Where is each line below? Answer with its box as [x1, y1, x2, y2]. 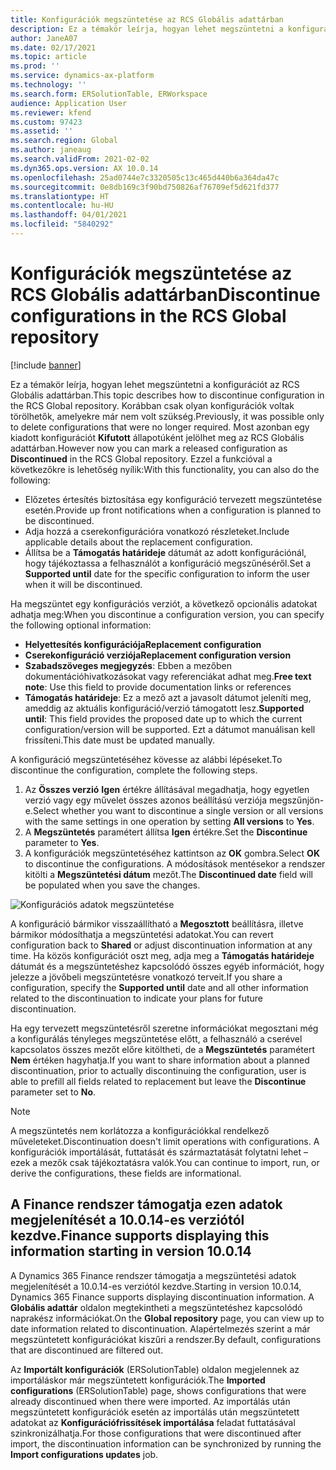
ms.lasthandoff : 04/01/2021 [10, 210, 128, 220]
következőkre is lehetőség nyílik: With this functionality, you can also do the [10, 463, 320, 475]
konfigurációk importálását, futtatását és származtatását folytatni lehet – [10, 1146, 309, 1158]
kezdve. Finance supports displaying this [10, 1227, 270, 1245]
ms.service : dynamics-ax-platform [10, 71, 155, 81]
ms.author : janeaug [10, 145, 92, 155]
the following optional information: [10, 619, 152, 631]
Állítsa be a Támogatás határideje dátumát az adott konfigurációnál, [24, 546, 307, 558]
